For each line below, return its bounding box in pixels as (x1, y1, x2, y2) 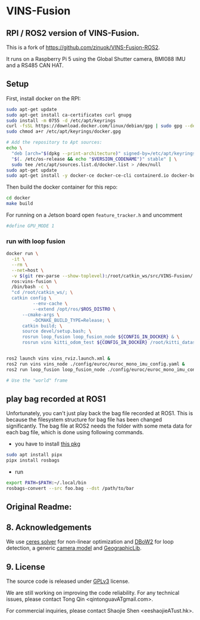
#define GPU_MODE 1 (6, 223, 55, 229)
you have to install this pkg (14, 440, 80, 447)
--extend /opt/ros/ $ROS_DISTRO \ (32, 306, 116, 312)
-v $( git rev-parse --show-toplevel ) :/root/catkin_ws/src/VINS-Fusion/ (11, 273, 193, 279)
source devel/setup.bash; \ (21, 329, 92, 334)
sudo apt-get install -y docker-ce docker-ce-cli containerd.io (6, 173, 169, 179)
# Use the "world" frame (6, 377, 68, 383)
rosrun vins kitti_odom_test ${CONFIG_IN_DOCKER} (21, 339, 148, 346)
